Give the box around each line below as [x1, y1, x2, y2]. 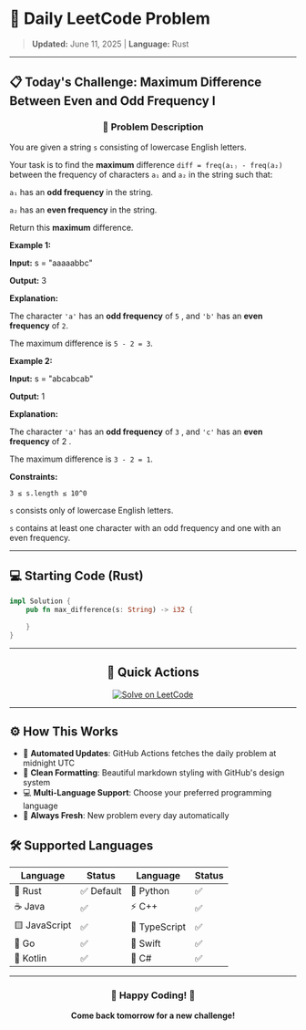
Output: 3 [9, 275, 47, 286]
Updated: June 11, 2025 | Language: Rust [31, 38, 189, 49]
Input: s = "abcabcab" [9, 373, 94, 384]
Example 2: [9, 355, 53, 366]
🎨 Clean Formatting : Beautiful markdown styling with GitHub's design [22, 767, 285, 778]
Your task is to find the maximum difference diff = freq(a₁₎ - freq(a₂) [9, 159, 283, 170]
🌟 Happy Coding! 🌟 [110, 989, 196, 1002]
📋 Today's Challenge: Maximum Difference [9, 75, 262, 90]
